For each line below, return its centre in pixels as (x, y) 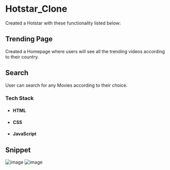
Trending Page (29, 39)
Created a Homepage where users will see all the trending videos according (85, 51)
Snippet (18, 150)
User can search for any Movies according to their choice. (66, 85)
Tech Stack (20, 99)
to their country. (22, 57)
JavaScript (25, 134)
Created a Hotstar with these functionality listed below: (63, 23)
